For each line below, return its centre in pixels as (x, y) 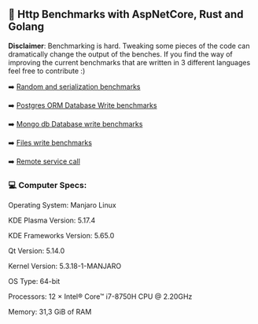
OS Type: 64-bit (34, 282)
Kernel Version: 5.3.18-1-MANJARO (65, 266)
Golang (26, 27)
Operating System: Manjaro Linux (62, 205)
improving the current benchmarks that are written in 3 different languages (129, 62)
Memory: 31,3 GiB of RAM (50, 312)
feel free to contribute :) (47, 71)
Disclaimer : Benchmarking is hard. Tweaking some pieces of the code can (129, 46)
